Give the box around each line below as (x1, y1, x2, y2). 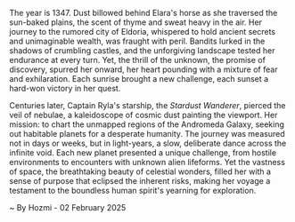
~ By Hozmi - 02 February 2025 (9, 202, 127, 212)
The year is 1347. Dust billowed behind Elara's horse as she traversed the (9, 8, 278, 18)
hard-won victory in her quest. (9, 83, 121, 93)
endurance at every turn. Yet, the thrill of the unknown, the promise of (9, 55, 266, 65)
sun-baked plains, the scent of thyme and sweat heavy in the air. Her (9, 17, 263, 28)
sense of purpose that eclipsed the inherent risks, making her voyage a (9, 176, 271, 186)
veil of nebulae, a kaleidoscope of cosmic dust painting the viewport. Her (9, 110, 278, 120)
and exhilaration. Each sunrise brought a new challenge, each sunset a (9, 74, 269, 83)
